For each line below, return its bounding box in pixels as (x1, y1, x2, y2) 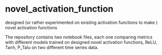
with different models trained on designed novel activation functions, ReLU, (5, 39, 158, 45)
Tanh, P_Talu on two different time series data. (5, 44, 99, 50)
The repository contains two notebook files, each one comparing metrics (5, 34, 153, 40)
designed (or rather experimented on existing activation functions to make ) (5, 19, 158, 25)
